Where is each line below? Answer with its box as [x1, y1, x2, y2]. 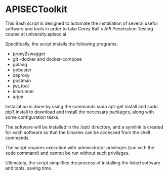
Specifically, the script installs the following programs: [5, 40, 118, 47]
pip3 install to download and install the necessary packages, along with [5, 109, 154, 115]
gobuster [12, 67, 32, 73]
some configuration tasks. [5, 114, 60, 120]
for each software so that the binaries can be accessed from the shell [5, 129, 150, 135]
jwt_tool [12, 82, 29, 89]
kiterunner [12, 88, 34, 94]
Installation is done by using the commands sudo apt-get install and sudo [5, 103, 158, 109]
